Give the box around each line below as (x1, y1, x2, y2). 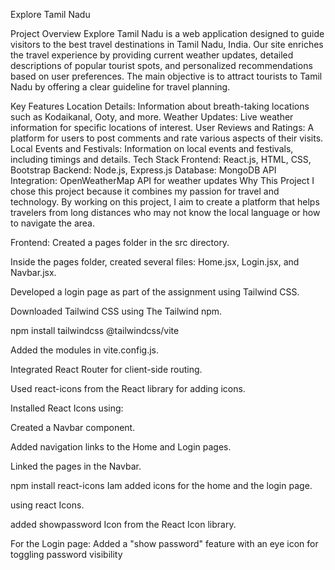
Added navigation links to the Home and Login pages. (10, 441, 232, 453)
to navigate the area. (10, 217, 96, 229)
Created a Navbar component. (10, 422, 136, 433)
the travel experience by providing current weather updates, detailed (10, 49, 294, 61)
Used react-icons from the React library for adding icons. (10, 383, 246, 394)
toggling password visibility (10, 549, 123, 560)
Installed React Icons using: (10, 402, 124, 414)
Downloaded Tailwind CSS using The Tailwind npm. (10, 305, 223, 317)
